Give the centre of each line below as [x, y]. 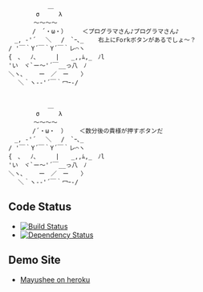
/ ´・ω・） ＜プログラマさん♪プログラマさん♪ [106, 31]
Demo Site [35, 260]
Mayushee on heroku [55, 279]
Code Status [40, 207]
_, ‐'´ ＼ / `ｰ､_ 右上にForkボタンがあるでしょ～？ [105, 40]
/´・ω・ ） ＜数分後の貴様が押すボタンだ [97, 131]
